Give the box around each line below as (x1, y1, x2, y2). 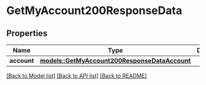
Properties (6, 28, 48, 39)
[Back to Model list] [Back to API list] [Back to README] (6, 72, 147, 79)
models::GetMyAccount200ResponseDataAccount (39, 56, 191, 65)
